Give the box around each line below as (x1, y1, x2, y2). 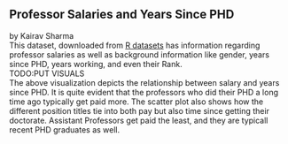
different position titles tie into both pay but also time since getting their (9, 105, 270, 116)
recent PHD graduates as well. (9, 124, 121, 135)
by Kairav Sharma (9, 30, 74, 41)
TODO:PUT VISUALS (9, 68, 85, 79)
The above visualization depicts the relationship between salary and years (9, 77, 280, 87)
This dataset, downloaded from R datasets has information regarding (9, 40, 261, 50)
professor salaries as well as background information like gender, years (9, 49, 270, 60)
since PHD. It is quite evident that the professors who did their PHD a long (9, 87, 279, 97)
